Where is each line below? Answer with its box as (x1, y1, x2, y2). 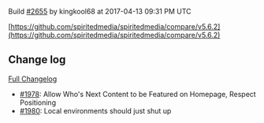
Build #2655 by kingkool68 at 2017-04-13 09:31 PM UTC (8, 7, 191, 16)
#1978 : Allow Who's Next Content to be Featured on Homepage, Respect (19, 89, 256, 99)
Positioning (19, 98, 57, 107)
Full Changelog (8, 74, 58, 84)
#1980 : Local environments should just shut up (19, 106, 172, 115)
